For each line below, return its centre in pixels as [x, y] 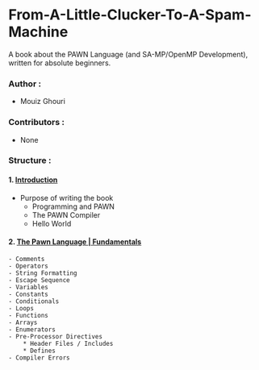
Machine [38, 32]
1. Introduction [33, 180]
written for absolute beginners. [60, 63]
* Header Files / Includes [68, 343]
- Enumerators [32, 329]
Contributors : [37, 123]
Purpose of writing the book [67, 197]
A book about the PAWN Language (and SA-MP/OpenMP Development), [128, 54]
